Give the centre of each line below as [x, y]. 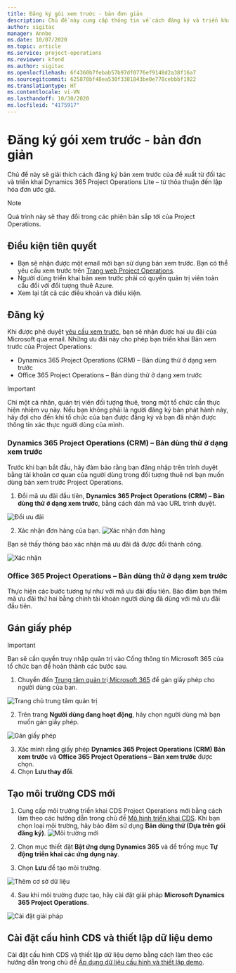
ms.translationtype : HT [42, 86]
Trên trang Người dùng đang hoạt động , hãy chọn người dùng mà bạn [119, 714]
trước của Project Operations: [50, 347]
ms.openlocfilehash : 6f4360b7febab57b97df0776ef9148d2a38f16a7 [102, 72]
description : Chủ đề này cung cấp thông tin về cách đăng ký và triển [113, 20]
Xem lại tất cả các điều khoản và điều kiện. [80, 293]
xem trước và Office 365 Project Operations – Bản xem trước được [115, 757]
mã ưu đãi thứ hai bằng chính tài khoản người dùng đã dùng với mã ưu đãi [114, 599]
